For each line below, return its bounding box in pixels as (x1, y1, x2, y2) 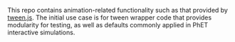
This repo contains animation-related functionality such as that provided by (7, 6, 228, 14)
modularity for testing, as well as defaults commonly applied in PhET (7, 21, 209, 29)
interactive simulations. (7, 28, 75, 36)
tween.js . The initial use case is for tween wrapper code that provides (7, 13, 212, 22)
